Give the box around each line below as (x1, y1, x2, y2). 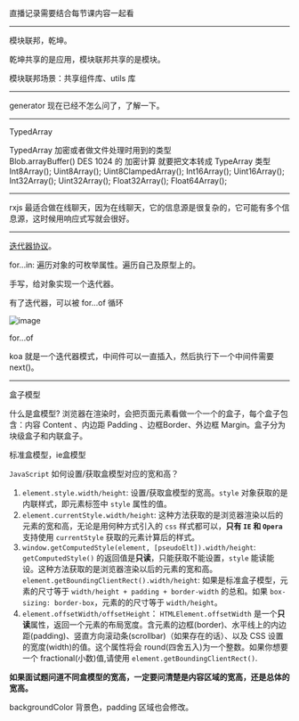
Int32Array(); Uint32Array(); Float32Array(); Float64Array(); (9, 176, 228, 185)
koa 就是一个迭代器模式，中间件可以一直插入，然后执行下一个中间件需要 (9, 351, 274, 361)
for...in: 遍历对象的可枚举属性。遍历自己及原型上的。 (9, 259, 201, 270)
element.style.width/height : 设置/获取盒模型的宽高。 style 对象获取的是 (21, 487, 288, 497)
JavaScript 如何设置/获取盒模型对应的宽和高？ (9, 469, 180, 479)
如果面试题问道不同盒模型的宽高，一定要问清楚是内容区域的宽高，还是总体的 (9, 672, 290, 682)
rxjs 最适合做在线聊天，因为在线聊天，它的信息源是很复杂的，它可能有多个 (9, 202, 282, 212)
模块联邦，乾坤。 (9, 35, 72, 45)
